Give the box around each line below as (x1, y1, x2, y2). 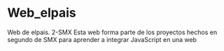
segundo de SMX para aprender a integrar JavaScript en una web (7, 35, 197, 43)
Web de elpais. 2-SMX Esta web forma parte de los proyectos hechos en (7, 28, 218, 36)
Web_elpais (7, 5, 77, 21)
